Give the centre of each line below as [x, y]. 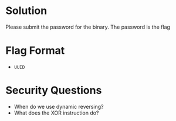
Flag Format [35, 51]
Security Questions [54, 90]
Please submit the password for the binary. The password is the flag [88, 27]
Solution [26, 11]
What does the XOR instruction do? [56, 113]
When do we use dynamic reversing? [59, 106]
